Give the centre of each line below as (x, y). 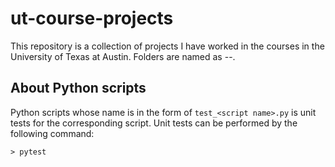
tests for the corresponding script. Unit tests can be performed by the (154, 123)
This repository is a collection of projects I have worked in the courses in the (167, 46)
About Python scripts (78, 88)
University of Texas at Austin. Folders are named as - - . (123, 56)
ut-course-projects (92, 18)
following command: (52, 133)
